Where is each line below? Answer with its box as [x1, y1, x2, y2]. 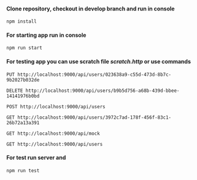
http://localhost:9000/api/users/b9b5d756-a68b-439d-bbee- [25, 88, 180, 94]
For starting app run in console [6, 31, 87, 39]
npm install [6, 18, 37, 24]
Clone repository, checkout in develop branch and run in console [6, 5, 175, 12]
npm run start [6, 45, 43, 51]
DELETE [6, 88, 23, 94]
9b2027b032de [6, 77, 40, 83]
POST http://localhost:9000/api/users [6, 103, 106, 110]
